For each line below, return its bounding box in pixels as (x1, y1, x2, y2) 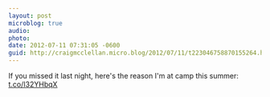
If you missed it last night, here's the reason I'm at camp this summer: (8, 71, 239, 80)
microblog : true (8, 19, 63, 27)
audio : (8, 26, 31, 34)
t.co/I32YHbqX (8, 79, 58, 89)
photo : (8, 34, 31, 42)
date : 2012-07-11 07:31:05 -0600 (8, 42, 121, 50)
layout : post (8, 11, 52, 20)
